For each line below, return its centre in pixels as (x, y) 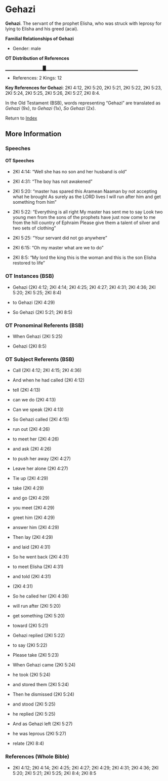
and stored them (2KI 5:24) (41, 685)
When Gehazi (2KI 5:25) (38, 337)
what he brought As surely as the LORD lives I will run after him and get (87, 197)
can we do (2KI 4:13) (34, 400)
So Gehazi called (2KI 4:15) (41, 420)
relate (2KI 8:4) (28, 743)
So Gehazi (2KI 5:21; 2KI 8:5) (43, 312)
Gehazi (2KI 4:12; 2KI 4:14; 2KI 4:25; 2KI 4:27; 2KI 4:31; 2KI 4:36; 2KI (84, 287)
